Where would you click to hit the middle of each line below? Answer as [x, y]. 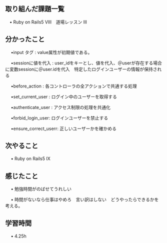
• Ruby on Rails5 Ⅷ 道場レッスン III [48, 22]
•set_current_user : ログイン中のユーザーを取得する [64, 96]
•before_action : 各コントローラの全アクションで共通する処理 [74, 86]
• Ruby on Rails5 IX [31, 158]
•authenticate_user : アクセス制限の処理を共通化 [61, 107]
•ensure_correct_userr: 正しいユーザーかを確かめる [63, 128]
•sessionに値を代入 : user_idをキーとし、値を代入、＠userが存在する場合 [86, 63]
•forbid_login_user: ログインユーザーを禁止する [59, 118]
